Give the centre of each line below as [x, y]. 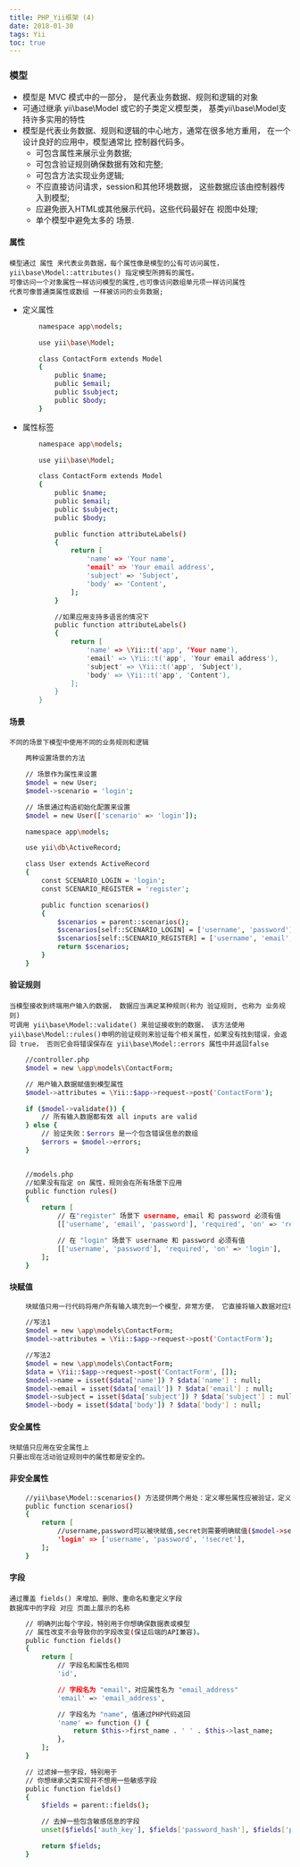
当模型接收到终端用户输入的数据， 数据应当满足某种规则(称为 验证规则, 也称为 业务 [144, 1006]
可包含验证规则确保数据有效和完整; [99, 164]
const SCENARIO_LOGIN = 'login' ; [104, 881]
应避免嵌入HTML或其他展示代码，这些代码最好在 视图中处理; [147, 209]
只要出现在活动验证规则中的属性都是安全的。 [79, 1457]
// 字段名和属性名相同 [93, 1666]
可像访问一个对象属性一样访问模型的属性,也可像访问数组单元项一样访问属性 [128, 282]
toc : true [28, 43]
